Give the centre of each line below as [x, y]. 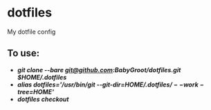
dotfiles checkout [43, 99]
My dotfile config [31, 32]
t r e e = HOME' [35, 91]
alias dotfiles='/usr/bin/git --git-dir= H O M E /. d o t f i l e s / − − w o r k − [110, 85]
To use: [24, 53]
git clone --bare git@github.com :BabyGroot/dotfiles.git [99, 69]
